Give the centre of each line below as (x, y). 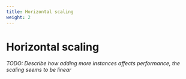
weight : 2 (19, 17)
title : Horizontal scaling (40, 12)
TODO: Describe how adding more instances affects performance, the (93, 63)
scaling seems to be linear (39, 70)
